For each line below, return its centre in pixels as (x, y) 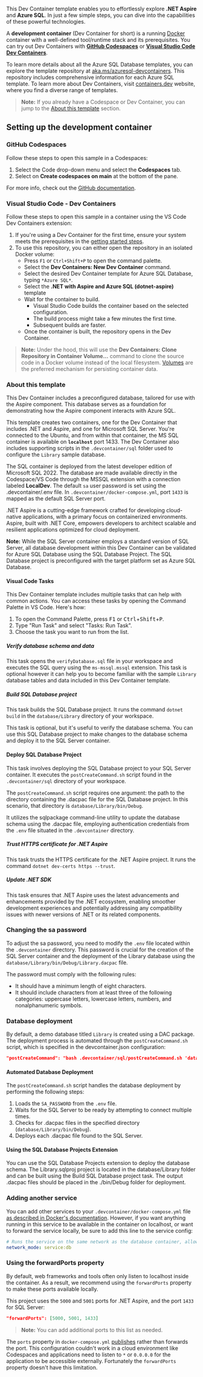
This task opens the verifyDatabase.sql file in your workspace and (90, 661)
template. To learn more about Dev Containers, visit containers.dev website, (101, 84)
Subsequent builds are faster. (70, 325)
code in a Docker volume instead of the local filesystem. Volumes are (107, 362)
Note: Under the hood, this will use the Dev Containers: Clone (99, 349)
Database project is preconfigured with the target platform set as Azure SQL (101, 561)
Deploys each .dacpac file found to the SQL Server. (79, 1136)
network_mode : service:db (39, 1247)
